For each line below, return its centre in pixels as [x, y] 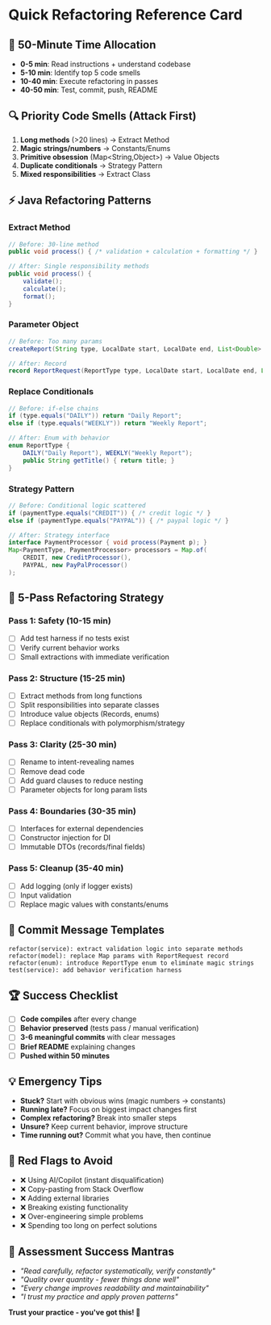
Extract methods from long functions [81, 696]
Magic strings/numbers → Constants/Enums [95, 148]
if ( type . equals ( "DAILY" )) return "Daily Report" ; [95, 416]
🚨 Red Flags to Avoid [60, 1161]
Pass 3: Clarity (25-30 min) [63, 745]
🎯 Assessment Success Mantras [92, 1251]
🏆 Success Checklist [63, 995]
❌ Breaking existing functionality [74, 1207]
